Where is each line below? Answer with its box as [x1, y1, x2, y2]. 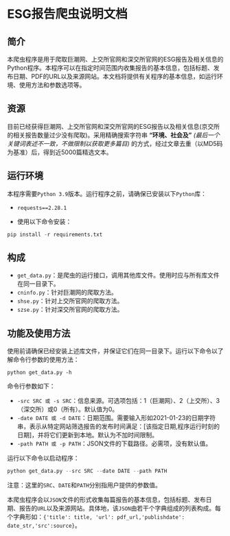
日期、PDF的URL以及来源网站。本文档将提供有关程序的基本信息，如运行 [12, 73, 218, 80]
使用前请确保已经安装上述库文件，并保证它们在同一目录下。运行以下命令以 [7, 347, 218, 355]
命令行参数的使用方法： [12, 356, 80, 364]
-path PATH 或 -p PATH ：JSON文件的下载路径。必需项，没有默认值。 [16, 439, 211, 448]
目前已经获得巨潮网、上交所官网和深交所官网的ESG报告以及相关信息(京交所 [7, 122, 220, 130]
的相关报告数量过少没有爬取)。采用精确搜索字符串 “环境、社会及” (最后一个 [7, 131, 220, 139]
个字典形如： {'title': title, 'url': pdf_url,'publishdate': [7, 513, 185, 521]
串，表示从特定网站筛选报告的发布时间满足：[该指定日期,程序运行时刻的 [16, 422, 220, 430]
